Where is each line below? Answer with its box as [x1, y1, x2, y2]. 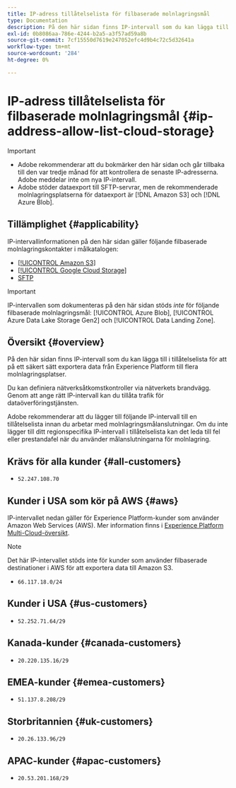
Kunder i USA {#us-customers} [7, 598, 148, 610]
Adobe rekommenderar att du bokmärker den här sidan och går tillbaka [17, 160, 225, 168]
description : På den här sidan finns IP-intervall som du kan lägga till [7, 23, 230, 30]
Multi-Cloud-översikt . [7, 528, 70, 537]
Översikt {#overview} [7, 336, 105, 348]
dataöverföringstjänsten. [7, 399, 79, 407]
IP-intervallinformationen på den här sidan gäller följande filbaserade [7, 237, 207, 245]
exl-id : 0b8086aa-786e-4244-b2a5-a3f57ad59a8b [7, 30, 147, 37]
